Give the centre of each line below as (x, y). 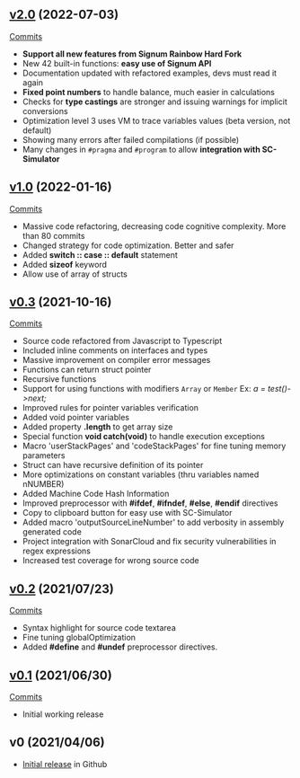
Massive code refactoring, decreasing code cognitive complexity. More (154, 226)
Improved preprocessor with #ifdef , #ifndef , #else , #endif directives (150, 503)
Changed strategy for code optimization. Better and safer (128, 245)
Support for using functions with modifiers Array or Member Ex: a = (144, 389)
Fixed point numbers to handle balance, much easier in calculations (149, 92)
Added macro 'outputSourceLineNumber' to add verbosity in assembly (153, 522)
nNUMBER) (43, 484)
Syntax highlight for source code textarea (99, 628)
